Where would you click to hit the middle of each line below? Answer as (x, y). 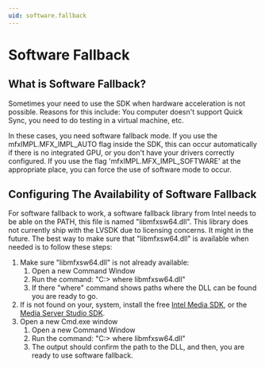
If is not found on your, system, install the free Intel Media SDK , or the (133, 305)
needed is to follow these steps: (60, 247)
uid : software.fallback (48, 15)
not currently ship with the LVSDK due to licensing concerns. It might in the (131, 230)
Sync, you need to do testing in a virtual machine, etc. (96, 120)
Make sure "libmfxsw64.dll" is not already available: (104, 262)
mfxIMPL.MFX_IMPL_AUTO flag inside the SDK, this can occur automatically (133, 144)
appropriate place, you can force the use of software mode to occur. (120, 169)
